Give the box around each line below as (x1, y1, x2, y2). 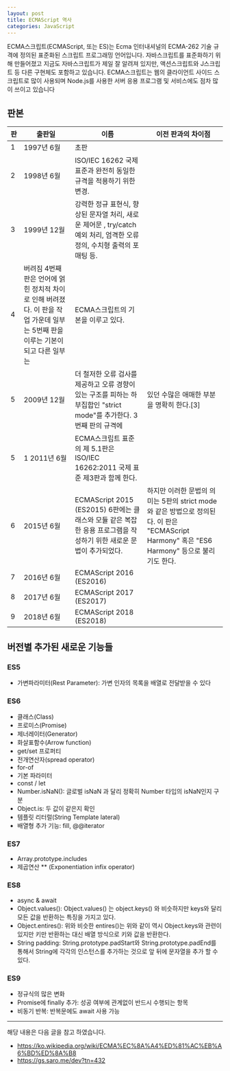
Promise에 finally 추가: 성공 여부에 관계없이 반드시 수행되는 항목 (16, 998, 188, 1006)
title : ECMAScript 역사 (7, 16, 72, 23)
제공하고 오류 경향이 (75, 380, 136, 389)
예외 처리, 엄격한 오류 (75, 231, 139, 240)
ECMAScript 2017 (75, 588, 134, 597)
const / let (16, 779, 46, 787)
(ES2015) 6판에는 (75, 505, 132, 515)
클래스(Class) (16, 713, 54, 721)
